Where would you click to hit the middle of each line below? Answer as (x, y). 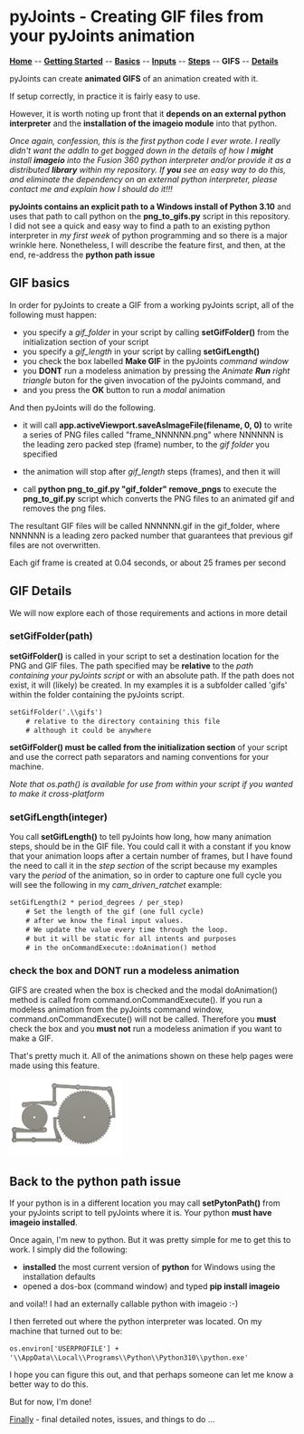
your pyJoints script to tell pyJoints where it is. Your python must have (141, 1213)
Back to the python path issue (95, 1181)
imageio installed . (44, 1222)
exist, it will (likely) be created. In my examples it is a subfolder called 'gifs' (148, 685)
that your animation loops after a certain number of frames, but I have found (151, 856)
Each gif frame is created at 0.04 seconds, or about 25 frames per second (148, 563)
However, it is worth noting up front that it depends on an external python (148, 113)
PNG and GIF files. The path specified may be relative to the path (132, 665)
